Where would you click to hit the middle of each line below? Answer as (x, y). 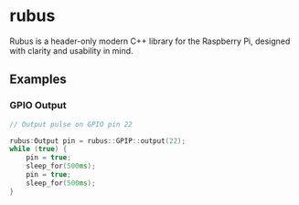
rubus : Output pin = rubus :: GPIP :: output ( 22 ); (97, 141)
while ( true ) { (38, 149)
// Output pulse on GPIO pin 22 (71, 124)
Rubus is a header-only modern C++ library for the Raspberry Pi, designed (150, 41)
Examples (38, 80)
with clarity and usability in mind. (72, 50)
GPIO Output (38, 106)
